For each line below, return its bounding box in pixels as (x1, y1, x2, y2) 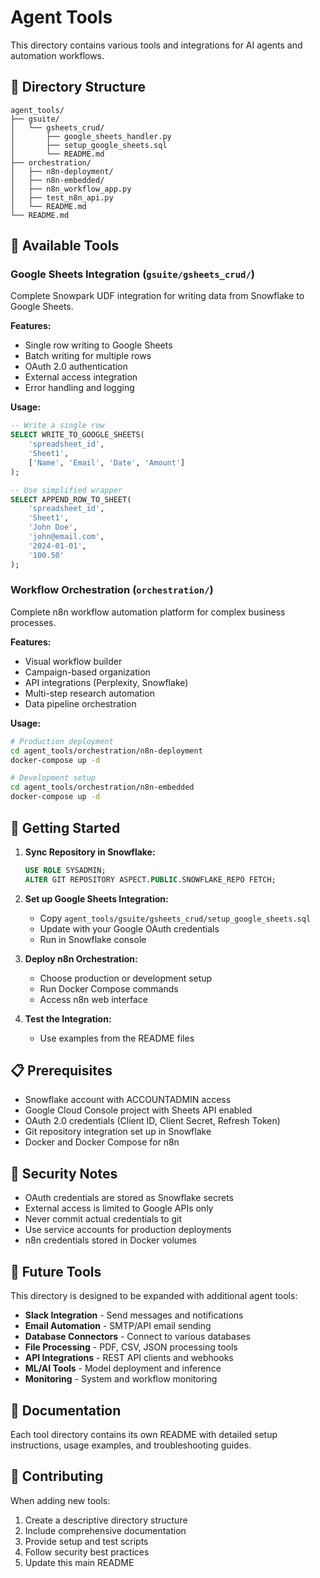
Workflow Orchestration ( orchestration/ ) (10, 583, 214, 597)
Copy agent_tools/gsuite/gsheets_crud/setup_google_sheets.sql (39, 912, 312, 924)
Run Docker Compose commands (39, 982, 179, 995)
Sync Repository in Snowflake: (24, 846, 156, 858)
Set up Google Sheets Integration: (24, 892, 169, 905)
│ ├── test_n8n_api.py (10, 192, 114, 203)
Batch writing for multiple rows (24, 350, 152, 362)
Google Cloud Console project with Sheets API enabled (24, 1104, 253, 1116)
